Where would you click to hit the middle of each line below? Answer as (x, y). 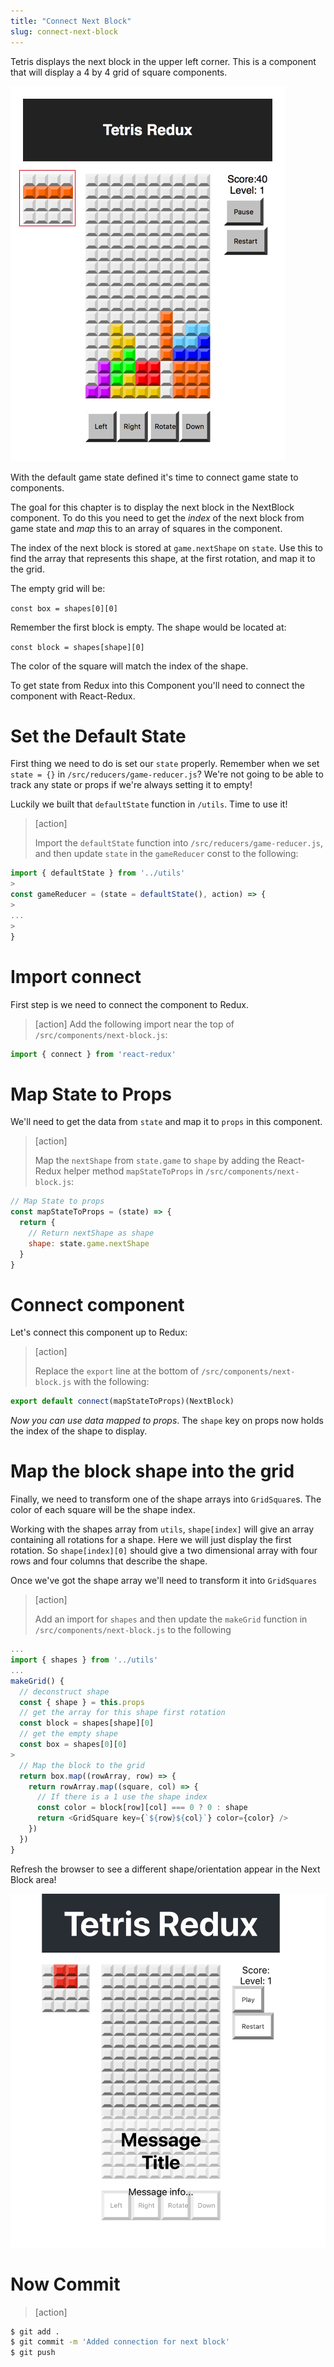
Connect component (97, 1304)
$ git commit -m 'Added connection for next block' (120, 2342)
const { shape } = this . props (82, 1702)
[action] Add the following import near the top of (134, 1024)
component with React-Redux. (73, 696)
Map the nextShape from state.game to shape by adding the (155, 1161)
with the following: (111, 1382)
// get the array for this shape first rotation (122, 1713)
